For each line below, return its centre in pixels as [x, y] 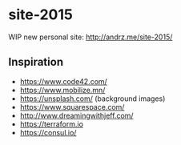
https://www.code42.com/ [64, 81]
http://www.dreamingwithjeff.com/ [76, 115]
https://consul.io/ [48, 132]
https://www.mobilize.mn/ [62, 90]
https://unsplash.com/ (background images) [93, 99]
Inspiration [36, 62]
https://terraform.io [52, 124]
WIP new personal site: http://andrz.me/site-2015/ [90, 37]
